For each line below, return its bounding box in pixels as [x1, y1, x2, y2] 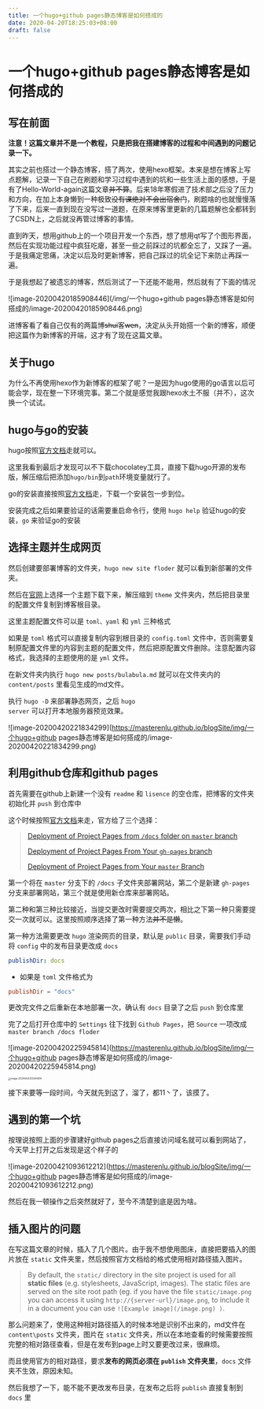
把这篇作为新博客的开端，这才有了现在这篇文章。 [8, 330, 167, 340]
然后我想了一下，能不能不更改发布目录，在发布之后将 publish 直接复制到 [8, 1383, 244, 1392]
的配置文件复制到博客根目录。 [8, 600, 104, 609]
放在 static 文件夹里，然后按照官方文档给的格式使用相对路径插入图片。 [14, 1255, 247, 1264]
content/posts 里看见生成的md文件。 [8, 679, 128, 689]
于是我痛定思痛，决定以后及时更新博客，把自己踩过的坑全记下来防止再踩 [8, 251, 242, 260]
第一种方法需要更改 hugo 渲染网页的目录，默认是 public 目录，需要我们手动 [8, 931, 251, 940]
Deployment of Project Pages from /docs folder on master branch [27, 831, 238, 840]
